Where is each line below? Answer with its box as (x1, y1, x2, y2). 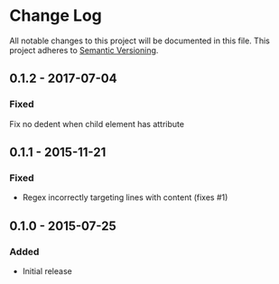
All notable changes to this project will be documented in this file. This (9, 35, 271, 46)
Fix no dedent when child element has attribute (9, 118, 185, 129)
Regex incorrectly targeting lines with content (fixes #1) (22, 192, 228, 203)
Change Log (9, 5, 102, 26)
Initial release (22, 266, 72, 276)
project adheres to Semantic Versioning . (9, 44, 159, 55)
